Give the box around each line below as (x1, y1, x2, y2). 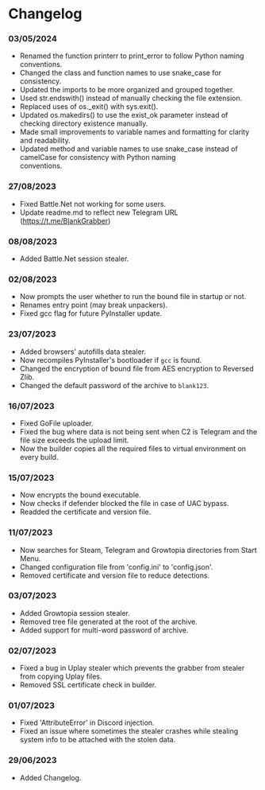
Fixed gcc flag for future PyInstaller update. (19, 309, 163, 318)
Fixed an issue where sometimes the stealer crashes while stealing (19, 726, 239, 736)
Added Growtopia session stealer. (19, 608, 131, 617)
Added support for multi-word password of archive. (19, 625, 189, 635)
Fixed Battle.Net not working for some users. (19, 199, 167, 208)
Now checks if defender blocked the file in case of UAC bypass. (19, 499, 229, 508)
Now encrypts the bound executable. (19, 490, 141, 500)
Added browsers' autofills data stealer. (19, 347, 147, 356)
